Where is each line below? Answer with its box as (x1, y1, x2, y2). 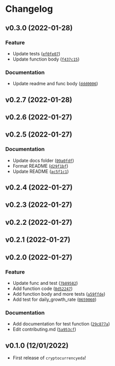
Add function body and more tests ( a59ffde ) (12, 291, 106, 297)
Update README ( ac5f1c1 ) (12, 168, 69, 175)
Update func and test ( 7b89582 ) (12, 280, 78, 286)
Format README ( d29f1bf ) (12, 163, 68, 169)
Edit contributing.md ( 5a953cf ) (12, 326, 77, 333)
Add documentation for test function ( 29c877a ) (12, 321, 110, 327)
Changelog (5, 3, 53, 15)
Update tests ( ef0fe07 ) (12, 50, 60, 56)
